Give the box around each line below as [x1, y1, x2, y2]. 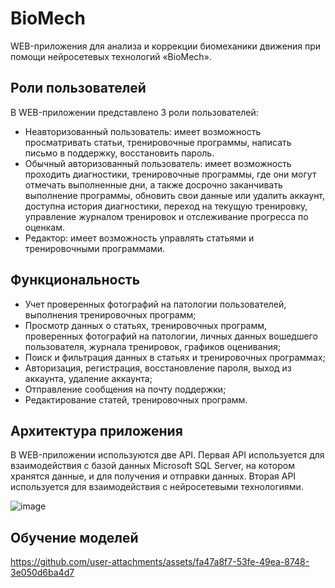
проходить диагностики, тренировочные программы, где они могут [24, 168, 317, 180]
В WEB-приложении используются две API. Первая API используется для [10, 449, 325, 461]
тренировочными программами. [24, 242, 166, 254]
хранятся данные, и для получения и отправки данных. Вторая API [10, 470, 297, 482]
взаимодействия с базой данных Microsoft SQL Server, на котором [10, 460, 295, 472]
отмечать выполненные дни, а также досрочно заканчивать [24, 178, 283, 191]
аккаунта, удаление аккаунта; [24, 372, 153, 384]
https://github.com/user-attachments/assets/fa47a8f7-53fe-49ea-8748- [10, 556, 310, 568]
